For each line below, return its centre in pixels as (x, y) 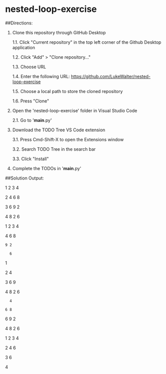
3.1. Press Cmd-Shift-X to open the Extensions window (68, 139)
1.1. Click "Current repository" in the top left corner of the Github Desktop (87, 42)
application (24, 47)
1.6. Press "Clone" (31, 101)
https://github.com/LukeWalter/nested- (111, 76)
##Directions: (19, 23)
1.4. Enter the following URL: (41, 76)
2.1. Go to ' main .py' (32, 120)
